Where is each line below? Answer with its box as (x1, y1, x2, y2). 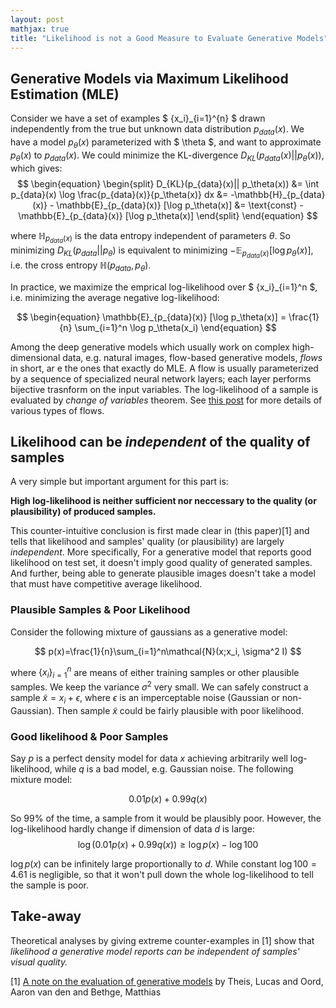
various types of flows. (10, 404, 105, 416)
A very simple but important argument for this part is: (10, 476, 229, 488)
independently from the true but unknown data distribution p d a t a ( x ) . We (10, 123, 305, 137)
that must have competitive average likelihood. (10, 578, 203, 590)
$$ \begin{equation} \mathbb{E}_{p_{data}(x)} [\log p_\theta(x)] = (16, 311, 287, 323)
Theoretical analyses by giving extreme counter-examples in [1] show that (10, 934, 315, 946)
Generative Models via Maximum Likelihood (10, 70, 289, 87)
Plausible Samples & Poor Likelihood (10, 603, 191, 617)
